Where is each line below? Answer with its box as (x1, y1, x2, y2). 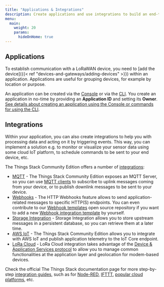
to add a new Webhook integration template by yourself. (12, 210, 125, 215)
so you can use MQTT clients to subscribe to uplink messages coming (12, 178, 154, 184)
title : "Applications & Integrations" (5, 7, 84, 12)
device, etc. (5, 154, 29, 160)
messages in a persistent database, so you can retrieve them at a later (12, 220, 154, 226)
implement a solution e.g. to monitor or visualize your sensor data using (5, 144, 149, 150)
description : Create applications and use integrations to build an (5, 12, 147, 17)
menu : (5, 16, 16, 21)
